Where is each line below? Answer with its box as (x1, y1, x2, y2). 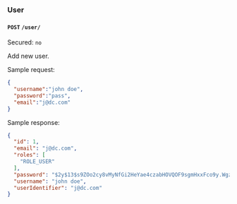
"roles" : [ (13, 152, 46, 159)
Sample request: (7, 66, 55, 74)
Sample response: (7, 118, 60, 126)
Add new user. (7, 52, 49, 61)
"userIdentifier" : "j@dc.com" (13, 184, 102, 191)
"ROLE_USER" (20, 158, 55, 165)
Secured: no (7, 38, 42, 47)
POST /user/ (7, 23, 41, 31)
